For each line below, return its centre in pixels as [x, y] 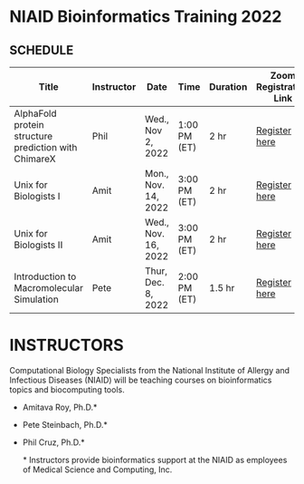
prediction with [46, 147]
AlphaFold [35, 113]
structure [33, 136]
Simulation [36, 299]
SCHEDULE [42, 50]
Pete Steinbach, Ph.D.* [65, 424]
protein [29, 125]
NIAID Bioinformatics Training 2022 [146, 17]
